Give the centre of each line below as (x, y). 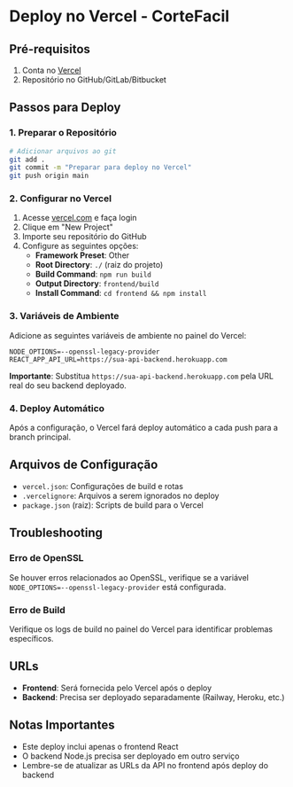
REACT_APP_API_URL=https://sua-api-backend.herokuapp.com (118, 359)
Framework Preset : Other (82, 255)
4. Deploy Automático (57, 408)
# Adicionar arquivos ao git (63, 151)
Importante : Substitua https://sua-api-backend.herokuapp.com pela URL (142, 376)
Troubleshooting (56, 533)
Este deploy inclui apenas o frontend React (100, 746)
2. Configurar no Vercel (61, 199)
